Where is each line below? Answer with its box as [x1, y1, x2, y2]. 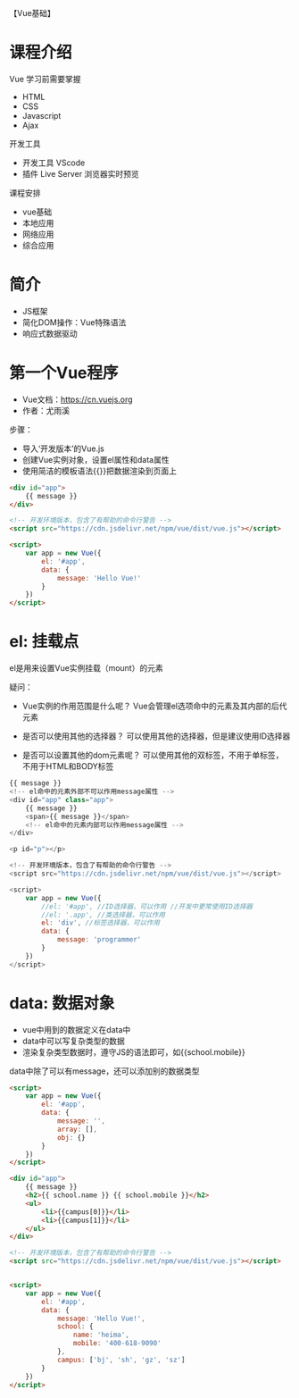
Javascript [21, 110, 62, 121]
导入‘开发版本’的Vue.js [21, 443, 105, 454]
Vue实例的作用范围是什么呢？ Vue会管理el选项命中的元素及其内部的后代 [21, 700, 287, 712]
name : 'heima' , [72, 1330, 129, 1340]
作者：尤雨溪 [21, 405, 70, 415]
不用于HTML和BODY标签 [21, 761, 114, 772]
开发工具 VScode [21, 157, 86, 168]
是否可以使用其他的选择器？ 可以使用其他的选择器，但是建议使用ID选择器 [21, 731, 291, 741]
